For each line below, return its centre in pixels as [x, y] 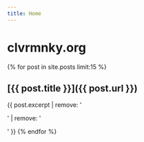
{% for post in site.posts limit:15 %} [57, 67]
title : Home [24, 13]
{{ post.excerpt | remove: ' [44, 105]
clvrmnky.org [47, 47]
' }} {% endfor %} [32, 132]
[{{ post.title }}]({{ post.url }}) [72, 88]
